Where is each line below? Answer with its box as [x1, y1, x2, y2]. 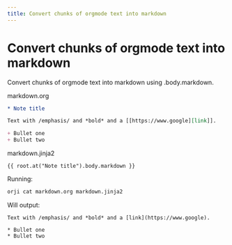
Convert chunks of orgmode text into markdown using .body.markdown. [7, 78, 214, 86]
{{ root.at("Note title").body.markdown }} [7, 163, 136, 170]
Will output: [7, 200, 40, 209]
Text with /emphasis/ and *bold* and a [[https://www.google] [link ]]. [7, 118, 217, 125]
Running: [7, 175, 33, 183]
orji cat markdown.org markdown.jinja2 [7, 189, 123, 196]
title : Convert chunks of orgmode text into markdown [7, 10, 167, 17]
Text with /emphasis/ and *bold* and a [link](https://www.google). [7, 214, 210, 221]
